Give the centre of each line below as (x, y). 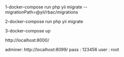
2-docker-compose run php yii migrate (44, 21)
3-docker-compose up (28, 31)
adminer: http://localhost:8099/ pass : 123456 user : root (62, 50)
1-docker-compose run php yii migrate (44, 7)
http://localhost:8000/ (27, 40)
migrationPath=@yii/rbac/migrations (41, 12)
